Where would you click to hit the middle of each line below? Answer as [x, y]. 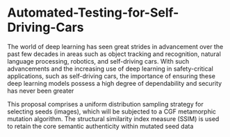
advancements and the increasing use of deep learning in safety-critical [110, 68]
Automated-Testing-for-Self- [93, 13]
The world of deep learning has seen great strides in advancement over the [115, 46]
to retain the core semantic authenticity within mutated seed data [100, 126]
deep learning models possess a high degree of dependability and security [115, 83]
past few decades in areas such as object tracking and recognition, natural [114, 54]
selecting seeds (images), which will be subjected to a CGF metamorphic [112, 111]
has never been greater [41, 91]
